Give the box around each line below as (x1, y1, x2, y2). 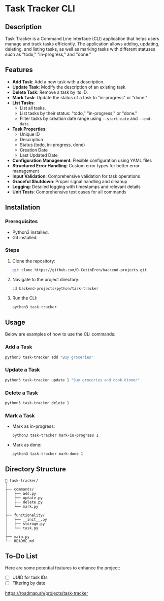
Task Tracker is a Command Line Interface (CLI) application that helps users (5, 36, 159, 41)
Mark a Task (5, 412, 35, 419)
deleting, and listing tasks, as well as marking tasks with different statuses (5, 46, 156, 52)
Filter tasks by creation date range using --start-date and (19, 115, 138, 121)
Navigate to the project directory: (12, 276, 80, 282)
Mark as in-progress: (12, 423, 55, 429)
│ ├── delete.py (5, 499, 43, 505)
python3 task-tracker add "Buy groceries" (5, 355, 94, 360)
